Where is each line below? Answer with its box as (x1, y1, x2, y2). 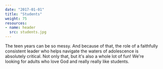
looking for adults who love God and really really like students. (5, 59, 130, 64)
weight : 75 (5, 16, 27, 21)
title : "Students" (5, 12, 42, 17)
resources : (5, 20, 27, 26)
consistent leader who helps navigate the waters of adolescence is (5, 48, 139, 54)
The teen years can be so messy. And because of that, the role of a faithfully (5, 43, 158, 49)
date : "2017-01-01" (5, 7, 45, 12)
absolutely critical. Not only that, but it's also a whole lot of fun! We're (5, 53, 144, 59)
